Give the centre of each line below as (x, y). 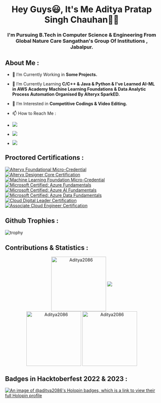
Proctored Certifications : (45, 158)
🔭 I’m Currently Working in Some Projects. (55, 74)
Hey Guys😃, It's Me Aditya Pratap (82, 9)
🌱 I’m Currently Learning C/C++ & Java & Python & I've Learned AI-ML (83, 84)
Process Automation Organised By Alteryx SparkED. (66, 94)
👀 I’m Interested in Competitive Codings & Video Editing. (70, 103)
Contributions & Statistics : (47, 247)
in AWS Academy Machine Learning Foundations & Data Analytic (79, 89)
